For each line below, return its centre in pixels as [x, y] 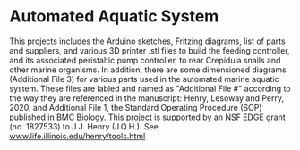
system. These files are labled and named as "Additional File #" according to [150, 88]
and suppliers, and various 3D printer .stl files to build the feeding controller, [150, 50]
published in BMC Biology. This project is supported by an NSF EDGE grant [148, 117]
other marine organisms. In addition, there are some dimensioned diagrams [148, 70]
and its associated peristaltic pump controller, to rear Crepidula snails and [145, 60]
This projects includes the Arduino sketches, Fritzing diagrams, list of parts [147, 41]
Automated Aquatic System [114, 17]
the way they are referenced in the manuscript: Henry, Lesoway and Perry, [147, 98]
